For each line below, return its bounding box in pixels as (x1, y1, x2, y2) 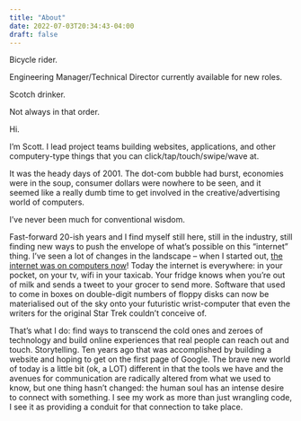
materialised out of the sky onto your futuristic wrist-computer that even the (9, 298, 290, 310)
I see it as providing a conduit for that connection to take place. (9, 401, 243, 413)
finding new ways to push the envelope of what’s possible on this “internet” (9, 241, 289, 252)
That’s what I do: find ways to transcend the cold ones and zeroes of (9, 325, 263, 337)
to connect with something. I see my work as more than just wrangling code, (9, 392, 292, 403)
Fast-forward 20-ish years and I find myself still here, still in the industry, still (9, 232, 293, 242)
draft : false (9, 30, 58, 39)
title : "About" (9, 13, 66, 22)
